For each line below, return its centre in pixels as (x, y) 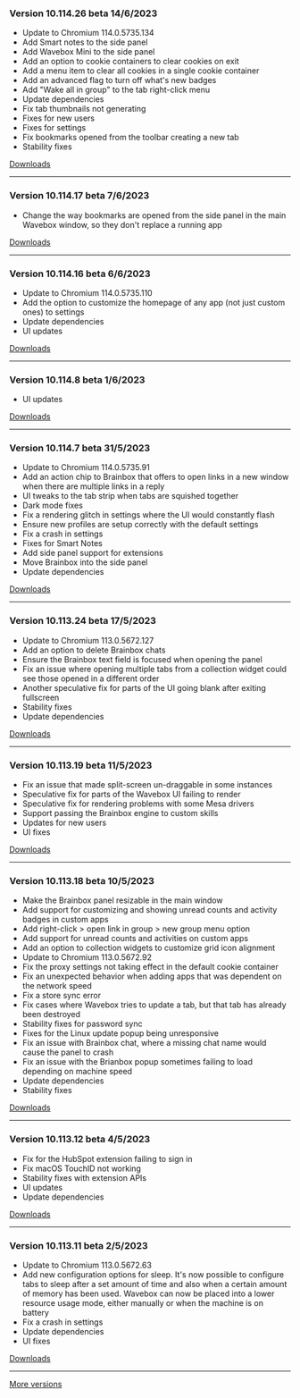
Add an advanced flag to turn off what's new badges (119, 80)
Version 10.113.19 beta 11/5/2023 (81, 765)
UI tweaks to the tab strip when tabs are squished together (130, 496)
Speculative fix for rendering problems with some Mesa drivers (138, 804)
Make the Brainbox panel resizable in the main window (122, 900)
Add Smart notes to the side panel (85, 42)
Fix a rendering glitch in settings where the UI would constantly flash (148, 515)
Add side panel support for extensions (92, 553)
